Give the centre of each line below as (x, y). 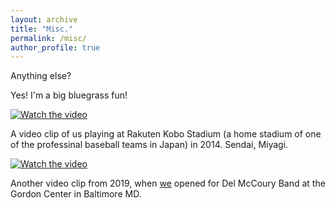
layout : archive (44, 19)
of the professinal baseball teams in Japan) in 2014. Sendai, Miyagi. (149, 145)
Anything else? (41, 76)
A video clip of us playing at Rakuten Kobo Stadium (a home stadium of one (166, 134)
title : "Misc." (42, 29)
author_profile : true (55, 47)
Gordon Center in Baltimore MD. (76, 194)
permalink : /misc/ (48, 38)
